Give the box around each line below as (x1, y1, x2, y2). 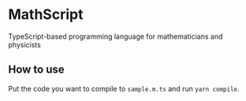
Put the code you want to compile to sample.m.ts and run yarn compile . (8, 84, 240, 93)
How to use (8, 63, 65, 77)
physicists (8, 39, 41, 49)
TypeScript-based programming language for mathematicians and (8, 32, 223, 41)
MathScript (8, 6, 84, 24)
